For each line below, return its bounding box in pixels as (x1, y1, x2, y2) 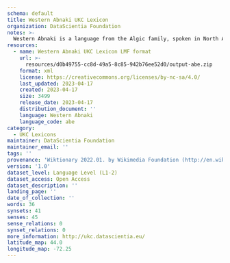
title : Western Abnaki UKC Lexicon (7, 16, 109, 23)
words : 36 (7, 201, 36, 208)
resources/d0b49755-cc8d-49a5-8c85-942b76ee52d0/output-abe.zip (25, 61, 213, 68)
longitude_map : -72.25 (7, 246, 72, 253)
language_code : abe (19, 118, 75, 125)
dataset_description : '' (7, 182, 78, 189)
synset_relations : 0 (7, 227, 66, 234)
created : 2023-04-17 (19, 86, 78, 93)
